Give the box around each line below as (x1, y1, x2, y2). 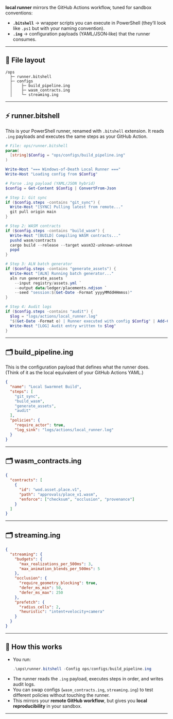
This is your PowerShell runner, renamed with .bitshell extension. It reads (5, 128, 164, 134)
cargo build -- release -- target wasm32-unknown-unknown (10, 242, 132, 248)
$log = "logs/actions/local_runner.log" (10, 313, 98, 319)
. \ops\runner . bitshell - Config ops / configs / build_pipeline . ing (12, 666, 152, 671)
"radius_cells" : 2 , (19, 604, 61, 609)
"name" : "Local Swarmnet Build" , (10, 384, 82, 390)
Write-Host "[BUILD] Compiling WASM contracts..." (10, 233, 121, 238)
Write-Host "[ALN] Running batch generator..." (10, 271, 114, 276)
